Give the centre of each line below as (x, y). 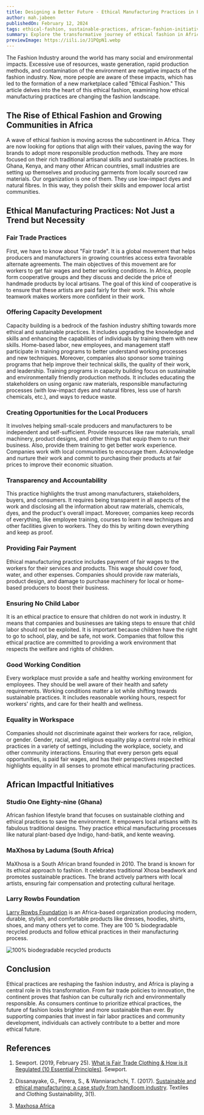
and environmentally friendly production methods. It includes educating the (100, 377)
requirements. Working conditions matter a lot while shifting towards (92, 691)
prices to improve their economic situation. (60, 465)
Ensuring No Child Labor (43, 603)
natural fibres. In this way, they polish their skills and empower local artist (98, 185)
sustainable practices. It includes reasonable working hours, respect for (96, 697)
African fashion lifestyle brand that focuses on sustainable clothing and (96, 815)
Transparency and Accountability (57, 480)
